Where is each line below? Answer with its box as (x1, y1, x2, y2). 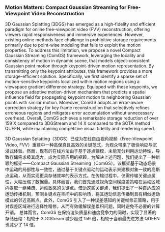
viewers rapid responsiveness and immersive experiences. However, (5, 31, 144, 38)
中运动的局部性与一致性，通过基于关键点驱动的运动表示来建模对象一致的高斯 (5, 167, 160, 173)
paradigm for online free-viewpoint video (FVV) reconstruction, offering (5, 27, 150, 32)
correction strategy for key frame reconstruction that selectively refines (5, 105, 150, 111)
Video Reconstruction (31, 10, 84, 17)
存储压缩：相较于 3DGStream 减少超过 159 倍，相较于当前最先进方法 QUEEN (5, 216, 160, 222)
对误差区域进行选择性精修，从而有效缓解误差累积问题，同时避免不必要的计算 (5, 203, 160, 209)
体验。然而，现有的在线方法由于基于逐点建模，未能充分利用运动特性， (13, 148, 156, 154)
